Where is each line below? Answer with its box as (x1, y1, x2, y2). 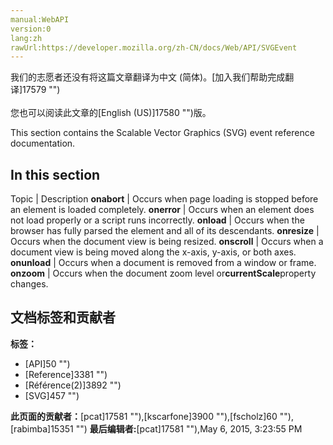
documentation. (10, 137, 76, 150)
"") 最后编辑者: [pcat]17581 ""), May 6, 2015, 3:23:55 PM (75, 422, 303, 435)
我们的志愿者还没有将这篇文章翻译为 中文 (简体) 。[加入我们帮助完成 (10, 71, 286, 83)
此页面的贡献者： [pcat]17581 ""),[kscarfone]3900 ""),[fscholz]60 (10, 410, 278, 422)
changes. (10, 278, 49, 290)
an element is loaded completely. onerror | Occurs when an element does (10, 204, 315, 216)
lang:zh (10, 33, 43, 43)
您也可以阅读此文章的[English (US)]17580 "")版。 (10, 107, 212, 119)
